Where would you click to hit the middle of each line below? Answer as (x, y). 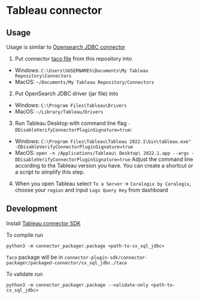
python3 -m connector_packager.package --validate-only (77, 285)
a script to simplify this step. (50, 172)
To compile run (25, 235)
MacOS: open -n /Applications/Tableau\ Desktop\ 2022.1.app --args (102, 153)
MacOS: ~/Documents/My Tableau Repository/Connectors (84, 82)
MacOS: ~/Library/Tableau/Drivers (59, 111)
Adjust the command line (162, 159)
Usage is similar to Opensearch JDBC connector (66, 47)
